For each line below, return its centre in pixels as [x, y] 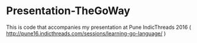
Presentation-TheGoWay [68, 11]
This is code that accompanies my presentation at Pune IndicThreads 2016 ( [98, 27]
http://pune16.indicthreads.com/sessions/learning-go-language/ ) [86, 33]
